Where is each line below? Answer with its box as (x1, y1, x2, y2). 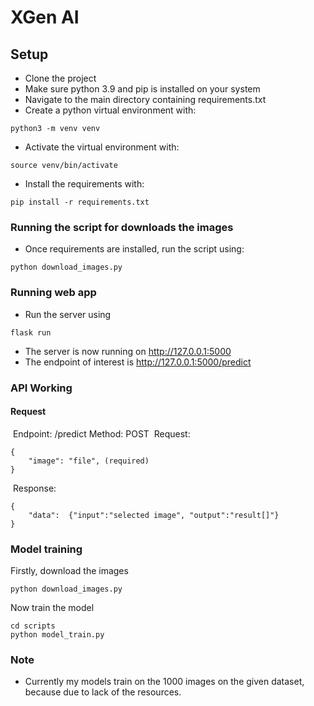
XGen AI (10, 6, 80, 29)
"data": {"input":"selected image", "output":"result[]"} (28, 510, 280, 520)
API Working (10, 381, 73, 395)
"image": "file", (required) (28, 456, 150, 466)
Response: (12, 482, 57, 494)
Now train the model (10, 602, 95, 614)
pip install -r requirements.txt (10, 197, 150, 207)
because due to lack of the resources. (24, 686, 182, 698)
